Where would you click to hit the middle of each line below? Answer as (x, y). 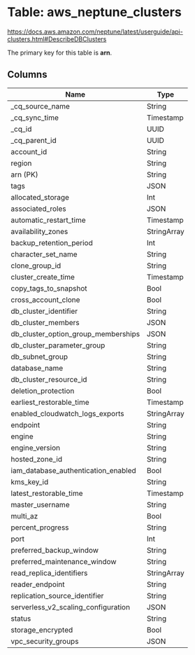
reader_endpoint (38, 584)
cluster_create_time (43, 277)
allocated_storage (40, 197)
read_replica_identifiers (49, 573)
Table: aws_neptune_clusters (94, 12)
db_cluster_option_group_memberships (75, 333)
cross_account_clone (45, 300)
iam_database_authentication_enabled (73, 470)
